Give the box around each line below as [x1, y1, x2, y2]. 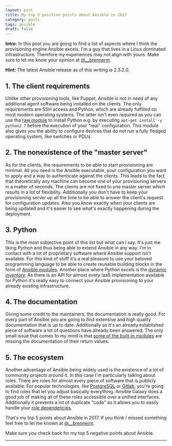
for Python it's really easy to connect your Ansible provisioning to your [5, 277, 154, 283]
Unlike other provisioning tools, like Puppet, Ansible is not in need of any [5, 95, 158, 101]
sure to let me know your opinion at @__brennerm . [5, 57, 112, 63]
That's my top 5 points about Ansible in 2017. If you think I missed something [5, 415, 167, 421]
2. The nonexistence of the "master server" [5, 148, 147, 157]
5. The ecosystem [5, 353, 64, 362]
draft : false [5, 27, 33, 32]
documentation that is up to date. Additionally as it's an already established [5, 322, 164, 328]
